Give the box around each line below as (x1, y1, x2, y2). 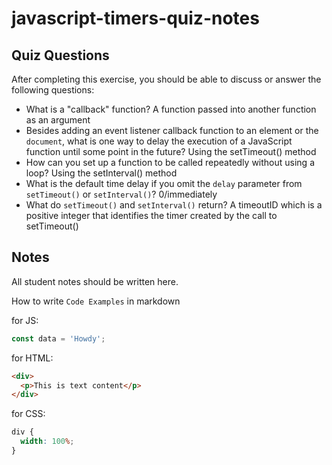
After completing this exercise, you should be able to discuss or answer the (11, 73, 322, 85)
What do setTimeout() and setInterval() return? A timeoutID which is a (25, 199, 323, 211)
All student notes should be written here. (11, 275, 179, 287)
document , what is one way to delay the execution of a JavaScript (25, 135, 293, 147)
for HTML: (11, 352, 54, 364)
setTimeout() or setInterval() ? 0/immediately (25, 188, 218, 200)
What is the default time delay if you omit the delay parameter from (25, 178, 303, 189)
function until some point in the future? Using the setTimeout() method (25, 146, 317, 157)
